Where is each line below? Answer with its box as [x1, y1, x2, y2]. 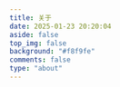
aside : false [9, 30, 59, 39]
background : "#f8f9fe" [9, 47, 95, 56]
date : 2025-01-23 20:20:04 [9, 22, 112, 31]
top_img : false [9, 38, 67, 48]
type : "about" [9, 64, 64, 73]
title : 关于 [9, 13, 52, 23]
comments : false [9, 55, 71, 64]
